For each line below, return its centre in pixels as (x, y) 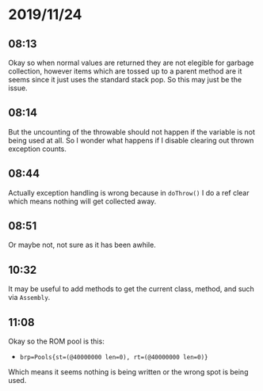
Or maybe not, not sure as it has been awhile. (82, 245)
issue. (18, 88)
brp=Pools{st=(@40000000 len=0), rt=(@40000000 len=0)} (114, 358)
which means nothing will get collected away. (82, 201)
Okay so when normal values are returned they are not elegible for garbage (131, 63)
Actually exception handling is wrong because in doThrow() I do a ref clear (129, 192)
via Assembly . (29, 298)
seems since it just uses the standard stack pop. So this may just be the (125, 80)
